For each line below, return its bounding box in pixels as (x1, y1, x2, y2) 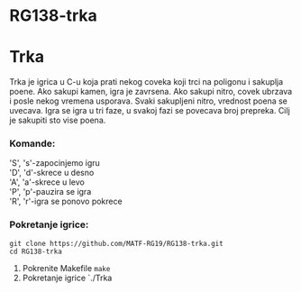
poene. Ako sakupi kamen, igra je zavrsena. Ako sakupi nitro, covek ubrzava (9, 87, 293, 97)
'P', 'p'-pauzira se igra (9, 187, 92, 197)
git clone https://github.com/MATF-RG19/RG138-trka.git (9, 239, 223, 248)
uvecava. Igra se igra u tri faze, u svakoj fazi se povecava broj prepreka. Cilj (9, 105, 290, 116)
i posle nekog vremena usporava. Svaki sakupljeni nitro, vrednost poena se (9, 96, 288, 106)
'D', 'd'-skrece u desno (9, 168, 95, 178)
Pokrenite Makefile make (22, 262, 111, 273)
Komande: (9, 137, 56, 150)
